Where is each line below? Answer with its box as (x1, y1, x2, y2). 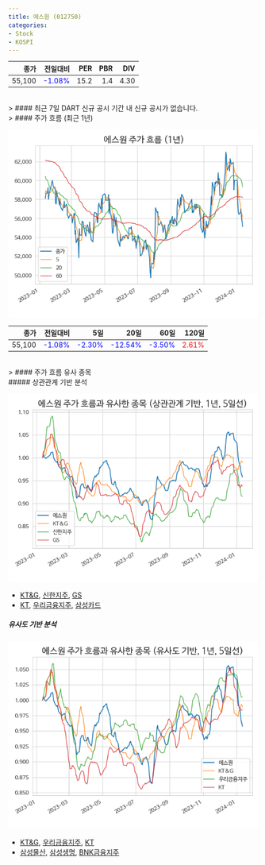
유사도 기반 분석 (8, 620, 57, 629)
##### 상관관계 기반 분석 (8, 377, 88, 387)
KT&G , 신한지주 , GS (19, 590, 83, 600)
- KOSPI (8, 38, 34, 46)
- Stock (8, 29, 34, 37)
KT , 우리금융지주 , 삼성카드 (19, 600, 102, 609)
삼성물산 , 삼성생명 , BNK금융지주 (19, 847, 120, 857)
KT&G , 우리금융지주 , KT (19, 837, 94, 847)
